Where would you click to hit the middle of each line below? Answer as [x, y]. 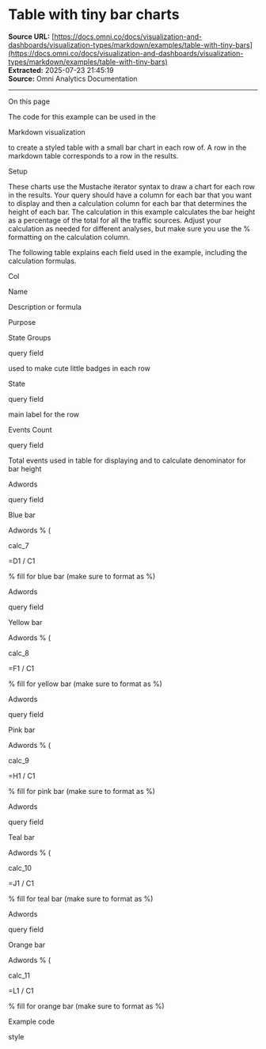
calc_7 [19, 545]
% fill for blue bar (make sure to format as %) [82, 576]
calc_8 [19, 653]
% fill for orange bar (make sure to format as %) [86, 1006]
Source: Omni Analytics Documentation [73, 78]
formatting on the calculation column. [69, 237]
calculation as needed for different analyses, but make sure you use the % [129, 228]
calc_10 [20, 868]
